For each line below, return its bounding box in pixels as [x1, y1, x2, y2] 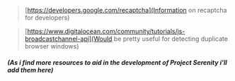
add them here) [7, 66, 54, 74]
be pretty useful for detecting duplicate [113, 35, 229, 43]
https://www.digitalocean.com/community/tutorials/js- [27, 27, 185, 35]
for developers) [24, 13, 70, 22]
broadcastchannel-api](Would [24, 35, 113, 43]
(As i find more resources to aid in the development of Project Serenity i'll [7, 58, 228, 66]
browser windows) [24, 42, 79, 50]
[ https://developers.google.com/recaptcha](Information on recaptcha [24, 6, 228, 14]
